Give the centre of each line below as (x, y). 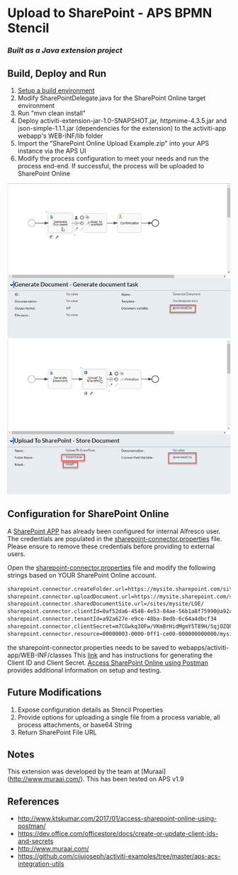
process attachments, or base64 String (75, 724)
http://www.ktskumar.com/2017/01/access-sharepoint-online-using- (117, 819)
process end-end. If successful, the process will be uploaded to (111, 165)
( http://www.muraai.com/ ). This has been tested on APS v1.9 (96, 779)
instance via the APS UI (52, 151)
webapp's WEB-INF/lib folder (60, 136)
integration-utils (41, 864)
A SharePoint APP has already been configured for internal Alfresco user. (114, 531)
